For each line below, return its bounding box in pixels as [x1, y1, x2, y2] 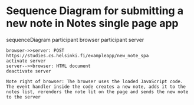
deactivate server [6, 68, 51, 74]
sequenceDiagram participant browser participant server [6, 36, 144, 43]
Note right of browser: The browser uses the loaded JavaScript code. [6, 78, 183, 84]
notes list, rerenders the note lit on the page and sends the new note [6, 88, 189, 95]
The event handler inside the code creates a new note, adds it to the [6, 84, 186, 90]
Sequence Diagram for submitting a [6, 4, 184, 18]
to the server [6, 94, 41, 100]
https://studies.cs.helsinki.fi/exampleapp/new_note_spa [6, 52, 149, 58]
